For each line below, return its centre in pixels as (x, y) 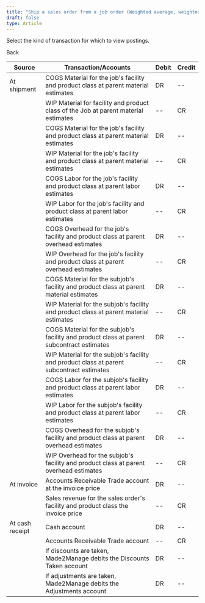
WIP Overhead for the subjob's (90, 455)
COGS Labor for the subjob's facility (97, 380)
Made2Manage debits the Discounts (97, 558)
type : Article (24, 23)
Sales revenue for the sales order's (95, 498)
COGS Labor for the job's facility (92, 179)
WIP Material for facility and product (97, 103)
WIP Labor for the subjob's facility (94, 405)
